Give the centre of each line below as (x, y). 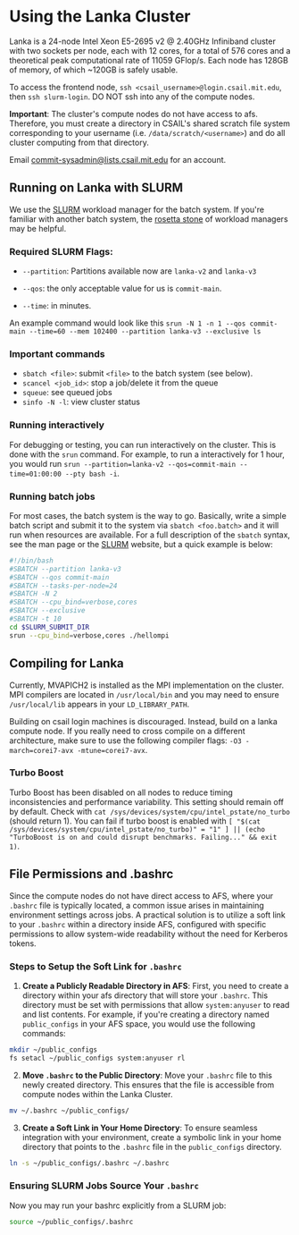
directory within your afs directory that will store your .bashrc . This (145, 995)
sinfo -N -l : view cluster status (81, 402)
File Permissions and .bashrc (91, 874)
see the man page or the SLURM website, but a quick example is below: (141, 544)
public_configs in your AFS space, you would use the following (139, 1024)
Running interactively (57, 425)
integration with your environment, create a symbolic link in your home (152, 1137)
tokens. (23, 943)
